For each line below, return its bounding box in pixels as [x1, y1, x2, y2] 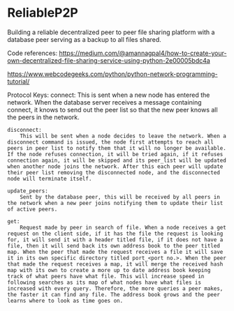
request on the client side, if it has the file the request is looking [7, 230, 224, 237]
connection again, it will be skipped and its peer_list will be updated [7, 157, 227, 164]
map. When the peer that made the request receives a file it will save [7, 248, 224, 255]
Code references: [7, 49, 58, 57]
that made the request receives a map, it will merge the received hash [7, 260, 224, 268]
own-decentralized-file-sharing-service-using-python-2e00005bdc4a [7, 56, 211, 64]
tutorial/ [7, 77, 30, 85]
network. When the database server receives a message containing [7, 98, 202, 106]
